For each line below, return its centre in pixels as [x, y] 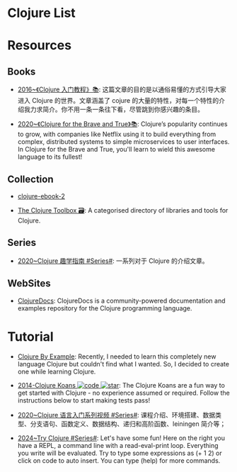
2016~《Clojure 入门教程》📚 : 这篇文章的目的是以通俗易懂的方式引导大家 [122, 89]
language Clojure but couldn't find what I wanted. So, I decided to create [123, 364]
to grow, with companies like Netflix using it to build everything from [117, 134]
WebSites [29, 284]
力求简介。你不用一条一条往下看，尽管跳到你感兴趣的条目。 [117, 109]
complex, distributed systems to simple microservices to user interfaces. [123, 142]
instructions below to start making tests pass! [84, 400]
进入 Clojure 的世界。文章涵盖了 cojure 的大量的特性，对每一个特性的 [118, 101]
